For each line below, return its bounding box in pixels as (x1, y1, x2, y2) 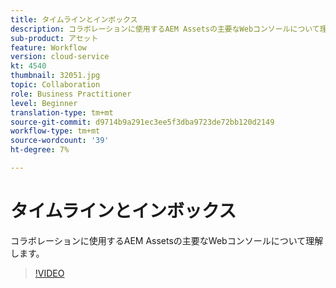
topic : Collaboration (10, 80, 101, 90)
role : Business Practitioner (10, 89, 132, 99)
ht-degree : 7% (10, 145, 70, 155)
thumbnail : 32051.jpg (10, 71, 101, 81)
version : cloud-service (10, 52, 110, 62)
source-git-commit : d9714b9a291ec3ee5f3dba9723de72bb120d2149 (10, 117, 275, 127)
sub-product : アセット (10, 33, 99, 43)
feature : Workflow (10, 42, 87, 53)
